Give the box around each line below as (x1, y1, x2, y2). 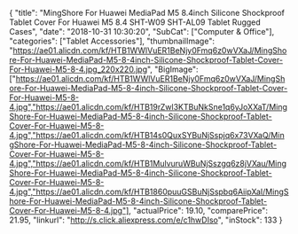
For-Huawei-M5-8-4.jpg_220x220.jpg (9, 64, 148, 74)
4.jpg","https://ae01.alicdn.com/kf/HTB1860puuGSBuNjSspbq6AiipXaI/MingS (9, 186, 289, 197)
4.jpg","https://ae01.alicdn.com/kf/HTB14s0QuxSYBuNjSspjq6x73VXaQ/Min (9, 130, 286, 140)
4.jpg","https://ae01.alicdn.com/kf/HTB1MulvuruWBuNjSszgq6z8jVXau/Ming (9, 159, 286, 168)
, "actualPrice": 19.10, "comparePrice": (128, 206, 269, 215)
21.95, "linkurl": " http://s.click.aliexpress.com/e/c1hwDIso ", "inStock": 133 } (9, 214, 283, 225)
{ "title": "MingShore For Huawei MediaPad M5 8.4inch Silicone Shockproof (9, 8, 286, 18)
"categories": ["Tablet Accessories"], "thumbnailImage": (9, 35, 216, 46)
